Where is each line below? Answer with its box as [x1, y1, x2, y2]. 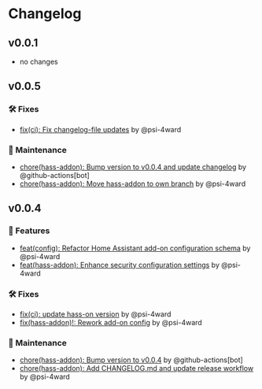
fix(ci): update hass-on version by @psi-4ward [19, 309, 172, 319]
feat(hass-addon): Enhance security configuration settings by [19, 260, 220, 269]
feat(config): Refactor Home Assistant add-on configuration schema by [19, 243, 251, 253]
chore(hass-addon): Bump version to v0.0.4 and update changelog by [19, 162, 246, 172]
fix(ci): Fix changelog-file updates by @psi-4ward [19, 124, 182, 134]
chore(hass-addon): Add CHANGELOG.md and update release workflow [19, 364, 254, 373]
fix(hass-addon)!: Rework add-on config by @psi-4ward [19, 317, 202, 327]
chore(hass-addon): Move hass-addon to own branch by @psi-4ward [19, 179, 246, 188]
